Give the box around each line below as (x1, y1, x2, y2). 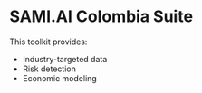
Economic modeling (22, 72, 97, 83)
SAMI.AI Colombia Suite (9, 6, 193, 27)
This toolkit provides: (9, 36, 88, 47)
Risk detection (22, 63, 77, 74)
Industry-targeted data (22, 53, 108, 64)
